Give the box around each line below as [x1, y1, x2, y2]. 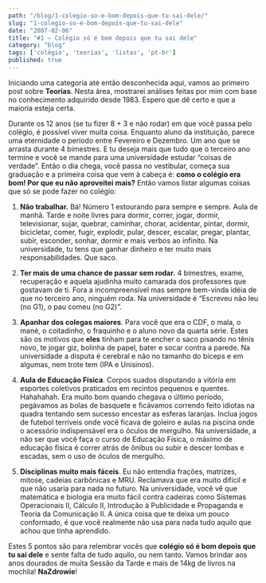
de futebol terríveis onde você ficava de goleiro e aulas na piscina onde [19, 417, 255, 427]
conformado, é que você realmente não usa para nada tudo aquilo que [19, 517, 252, 526]
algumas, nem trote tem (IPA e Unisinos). [19, 359, 154, 369]
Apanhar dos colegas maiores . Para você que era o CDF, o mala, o [19, 317, 241, 327]
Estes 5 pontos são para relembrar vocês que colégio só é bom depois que [8, 541, 256, 550]
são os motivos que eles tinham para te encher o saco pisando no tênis [19, 334, 255, 343]
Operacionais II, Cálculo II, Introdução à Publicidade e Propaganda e [19, 500, 244, 510]
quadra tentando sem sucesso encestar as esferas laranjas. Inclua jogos [19, 409, 258, 418]
